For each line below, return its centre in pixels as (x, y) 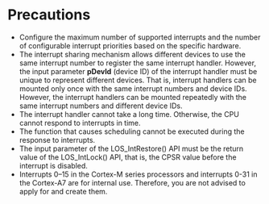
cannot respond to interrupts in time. (80, 123)
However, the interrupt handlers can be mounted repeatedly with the (133, 97)
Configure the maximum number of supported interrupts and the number (140, 37)
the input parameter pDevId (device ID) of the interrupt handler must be (138, 71)
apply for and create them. (63, 191)
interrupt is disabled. (53, 165)
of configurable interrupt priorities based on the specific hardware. (130, 45)
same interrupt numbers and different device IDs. (101, 106)
